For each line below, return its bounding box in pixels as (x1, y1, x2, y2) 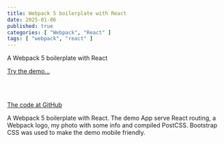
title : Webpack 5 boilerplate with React (7, 10, 127, 17)
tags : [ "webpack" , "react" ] (7, 35, 94, 42)
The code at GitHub (7, 101, 63, 109)
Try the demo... (7, 67, 50, 76)
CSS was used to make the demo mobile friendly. (7, 129, 145, 137)
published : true (7, 22, 53, 29)
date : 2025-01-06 (7, 16, 57, 23)
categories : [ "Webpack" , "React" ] (7, 29, 111, 36)
